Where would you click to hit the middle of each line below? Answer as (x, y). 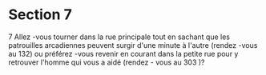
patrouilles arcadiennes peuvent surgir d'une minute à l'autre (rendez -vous (133, 45)
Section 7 (40, 15)
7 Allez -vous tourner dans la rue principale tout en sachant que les (119, 37)
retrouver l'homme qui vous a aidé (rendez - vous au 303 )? (107, 62)
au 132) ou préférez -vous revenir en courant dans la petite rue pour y (123, 53)
